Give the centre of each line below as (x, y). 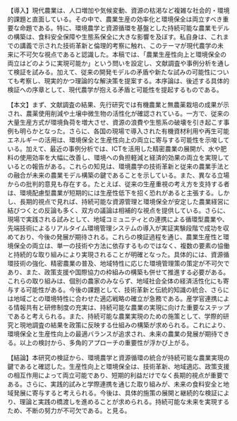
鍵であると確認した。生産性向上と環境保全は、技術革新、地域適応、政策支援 (119, 366)
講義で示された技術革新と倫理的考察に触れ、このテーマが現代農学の (119, 45)
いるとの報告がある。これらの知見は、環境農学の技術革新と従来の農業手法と (119, 166)
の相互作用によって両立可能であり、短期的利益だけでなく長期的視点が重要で (118, 375)
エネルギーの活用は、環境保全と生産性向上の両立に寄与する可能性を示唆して (119, 140)
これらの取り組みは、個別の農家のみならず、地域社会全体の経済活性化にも (115, 281)
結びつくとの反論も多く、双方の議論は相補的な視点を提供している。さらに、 (119, 210)
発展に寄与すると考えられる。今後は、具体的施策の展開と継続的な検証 (115, 393)
